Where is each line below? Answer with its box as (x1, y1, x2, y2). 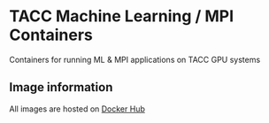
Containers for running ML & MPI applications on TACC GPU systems (9, 54, 261, 65)
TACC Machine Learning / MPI (9, 6, 234, 27)
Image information (9, 80, 113, 95)
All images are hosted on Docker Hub (9, 104, 146, 114)
